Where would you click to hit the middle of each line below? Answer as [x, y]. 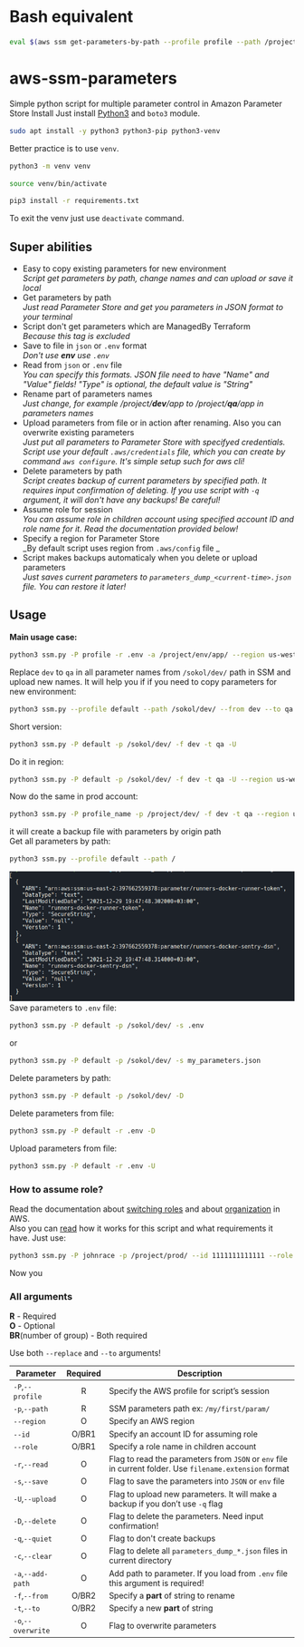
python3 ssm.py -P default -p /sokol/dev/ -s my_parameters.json [135, 1061]
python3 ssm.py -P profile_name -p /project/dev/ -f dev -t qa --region [149, 814]
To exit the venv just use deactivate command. [97, 219]
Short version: [36, 726]
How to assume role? [57, 1189]
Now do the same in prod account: [74, 796]
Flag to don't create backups [162, 1538]
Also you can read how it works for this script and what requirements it [141, 1228]
